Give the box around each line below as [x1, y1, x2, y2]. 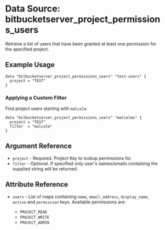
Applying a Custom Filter [5, 94, 67, 101]
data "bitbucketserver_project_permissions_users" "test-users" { [5, 73, 146, 79]
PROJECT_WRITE [19, 214, 49, 220]
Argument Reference [5, 142, 72, 150]
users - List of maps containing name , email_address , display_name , [12, 193, 149, 199]
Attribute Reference [5, 180, 68, 189]
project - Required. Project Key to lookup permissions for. [12, 155, 132, 161]
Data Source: [5, 3, 60, 14]
